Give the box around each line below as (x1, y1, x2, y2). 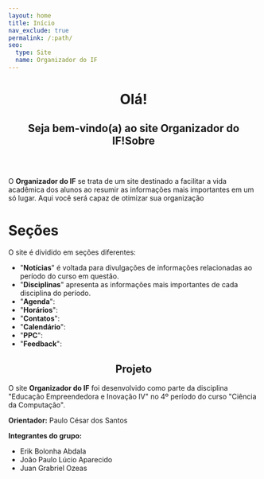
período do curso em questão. (19, 271, 119, 281)
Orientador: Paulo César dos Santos (8, 415, 128, 426)
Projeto (115, 362, 153, 376)
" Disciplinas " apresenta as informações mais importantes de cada (19, 280, 239, 290)
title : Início (8, 19, 56, 27)
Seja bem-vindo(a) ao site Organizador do (27, 122, 240, 135)
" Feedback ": (19, 339, 62, 349)
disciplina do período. (19, 288, 91, 298)
